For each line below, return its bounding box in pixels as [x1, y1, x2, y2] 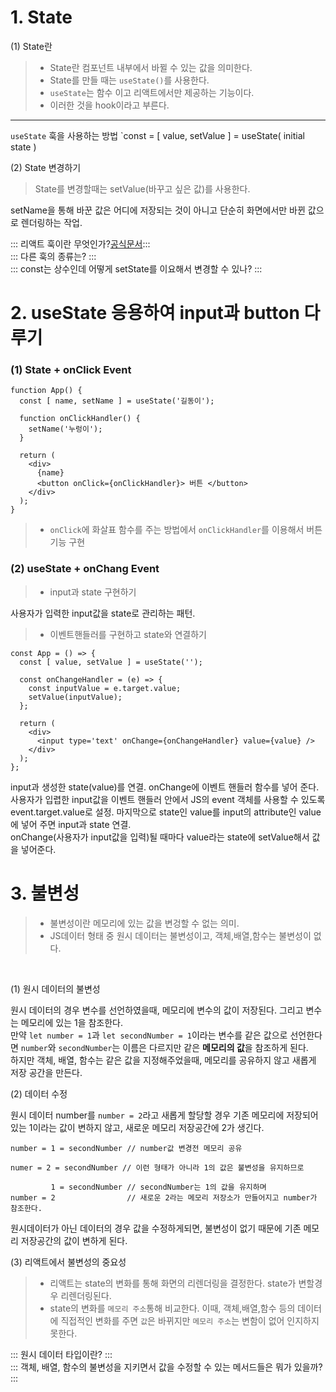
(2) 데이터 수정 [10, 1087, 68, 1100]
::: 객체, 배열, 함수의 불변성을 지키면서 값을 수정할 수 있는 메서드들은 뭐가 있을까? [10, 1361, 323, 1373]
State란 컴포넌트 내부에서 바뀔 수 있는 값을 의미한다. [49, 61, 253, 73]
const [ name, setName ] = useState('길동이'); [19, 396, 215, 406]
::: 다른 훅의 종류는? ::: [10, 250, 97, 262]
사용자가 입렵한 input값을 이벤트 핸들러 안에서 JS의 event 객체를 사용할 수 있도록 [10, 793, 326, 805]
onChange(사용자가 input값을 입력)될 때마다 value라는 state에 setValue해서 [10, 831, 310, 843]
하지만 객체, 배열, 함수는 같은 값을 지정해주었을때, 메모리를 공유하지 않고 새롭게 [10, 1054, 317, 1066]
